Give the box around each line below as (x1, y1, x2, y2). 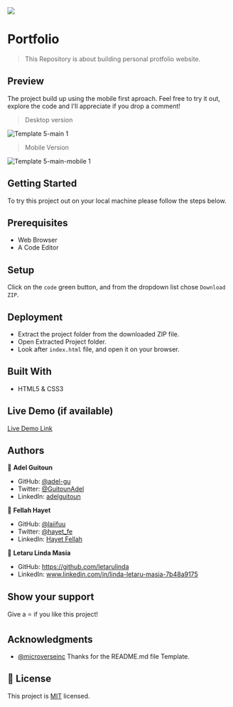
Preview (7, 75, 45, 87)
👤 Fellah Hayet (7, 506, 51, 515)
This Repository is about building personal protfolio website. (24, 54, 201, 63)
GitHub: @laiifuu (17, 520, 66, 528)
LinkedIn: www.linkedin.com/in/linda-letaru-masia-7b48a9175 (17, 570, 198, 579)
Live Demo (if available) (7, 405, 114, 418)
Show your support (7, 590, 94, 602)
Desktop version (24, 115, 73, 124)
